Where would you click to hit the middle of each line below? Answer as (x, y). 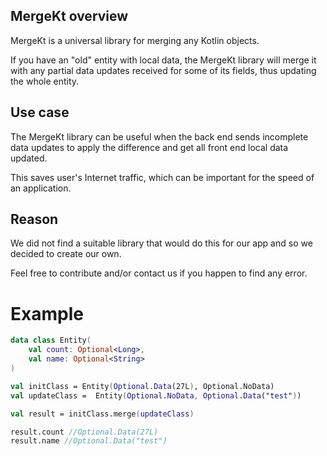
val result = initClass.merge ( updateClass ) (102, 414)
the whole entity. (45, 81)
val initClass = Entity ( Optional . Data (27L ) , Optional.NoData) (142, 386)
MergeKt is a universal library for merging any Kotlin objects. (135, 40)
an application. (41, 188)
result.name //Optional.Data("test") (89, 441)
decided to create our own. (66, 254)
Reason (34, 219)
